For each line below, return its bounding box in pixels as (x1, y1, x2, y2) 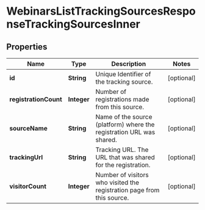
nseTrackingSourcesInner (6, 17, 140, 31)
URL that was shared (95, 153, 156, 161)
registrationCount (9, 95, 62, 103)
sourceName (9, 124, 48, 132)
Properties (6, 42, 48, 52)
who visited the (95, 178, 139, 187)
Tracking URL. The (95, 145, 149, 154)
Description (111, 60, 146, 68)
